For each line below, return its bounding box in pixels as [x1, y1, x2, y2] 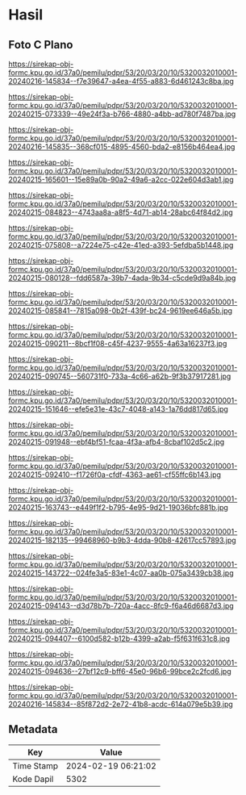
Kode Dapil [12, 773, 54, 785]
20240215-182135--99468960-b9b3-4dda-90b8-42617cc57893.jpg [8, 535, 236, 545]
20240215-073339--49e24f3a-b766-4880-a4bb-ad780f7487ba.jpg [8, 109, 236, 119]
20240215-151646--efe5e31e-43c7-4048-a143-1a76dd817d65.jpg [8, 404, 228, 413]
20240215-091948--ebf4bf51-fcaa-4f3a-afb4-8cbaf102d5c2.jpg [8, 437, 225, 446]
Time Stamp [12, 760, 59, 772]
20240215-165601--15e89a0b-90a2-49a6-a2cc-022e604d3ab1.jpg [8, 175, 234, 184]
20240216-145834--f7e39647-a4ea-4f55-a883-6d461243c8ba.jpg [8, 77, 234, 86]
